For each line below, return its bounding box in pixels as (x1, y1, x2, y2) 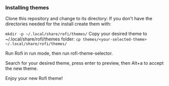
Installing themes (5, 4, 49, 11)
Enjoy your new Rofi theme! (5, 75, 63, 81)
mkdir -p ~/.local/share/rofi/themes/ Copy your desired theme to (5, 31, 148, 37)
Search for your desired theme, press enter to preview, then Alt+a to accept (5, 60, 164, 66)
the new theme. (5, 65, 38, 72)
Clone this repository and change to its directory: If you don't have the (5, 16, 153, 22)
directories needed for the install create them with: (5, 21, 111, 27)
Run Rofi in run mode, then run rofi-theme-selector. (5, 50, 113, 57)
